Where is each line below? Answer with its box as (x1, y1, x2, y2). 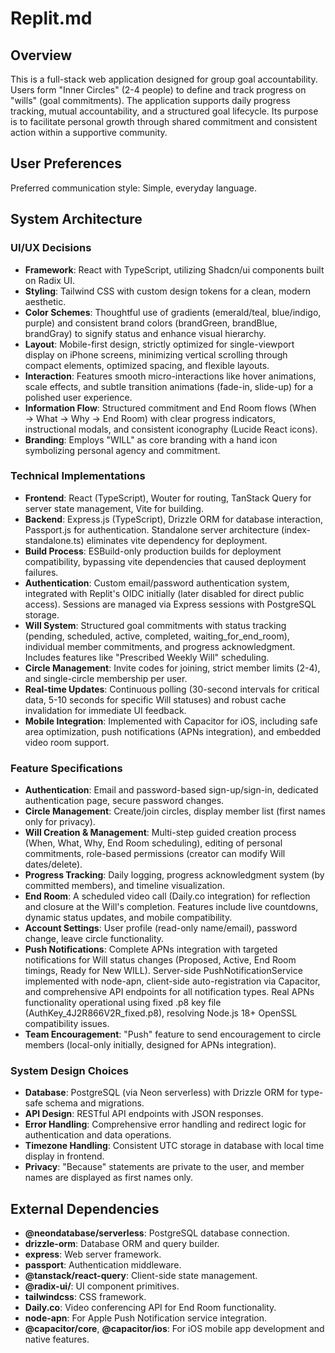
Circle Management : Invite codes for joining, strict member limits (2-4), (24, 662, 321, 674)
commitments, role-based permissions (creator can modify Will (24, 848, 286, 860)
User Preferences (10, 155, 122, 172)
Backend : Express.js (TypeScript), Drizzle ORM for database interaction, (24, 513, 323, 525)
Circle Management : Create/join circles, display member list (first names (24, 805, 326, 817)
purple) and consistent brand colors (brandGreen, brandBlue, (24, 317, 278, 329)
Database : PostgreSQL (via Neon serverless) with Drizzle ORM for (24, 1087, 299, 1099)
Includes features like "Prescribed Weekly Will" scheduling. (24, 651, 270, 663)
